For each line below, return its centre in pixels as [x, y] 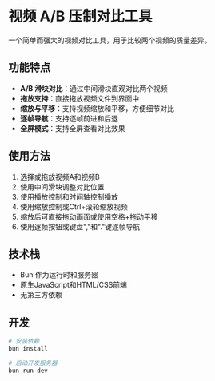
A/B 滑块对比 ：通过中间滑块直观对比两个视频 [94, 88]
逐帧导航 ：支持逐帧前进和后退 [69, 118]
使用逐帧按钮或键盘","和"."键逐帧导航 [80, 226]
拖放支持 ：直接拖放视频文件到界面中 [80, 98]
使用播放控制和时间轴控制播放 [69, 196]
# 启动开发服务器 [33, 363]
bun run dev [28, 371]
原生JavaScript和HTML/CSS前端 [74, 285]
